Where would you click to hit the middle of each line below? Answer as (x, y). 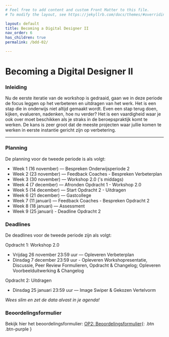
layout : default (22, 24)
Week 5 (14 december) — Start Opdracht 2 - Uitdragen (69, 190)
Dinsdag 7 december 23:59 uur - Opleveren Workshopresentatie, (80, 260)
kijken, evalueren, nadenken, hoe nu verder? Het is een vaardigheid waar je (83, 114)
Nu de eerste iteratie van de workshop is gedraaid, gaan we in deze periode (84, 98)
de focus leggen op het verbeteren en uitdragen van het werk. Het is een (81, 103)
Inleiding (16, 87)
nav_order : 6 (19, 33)
